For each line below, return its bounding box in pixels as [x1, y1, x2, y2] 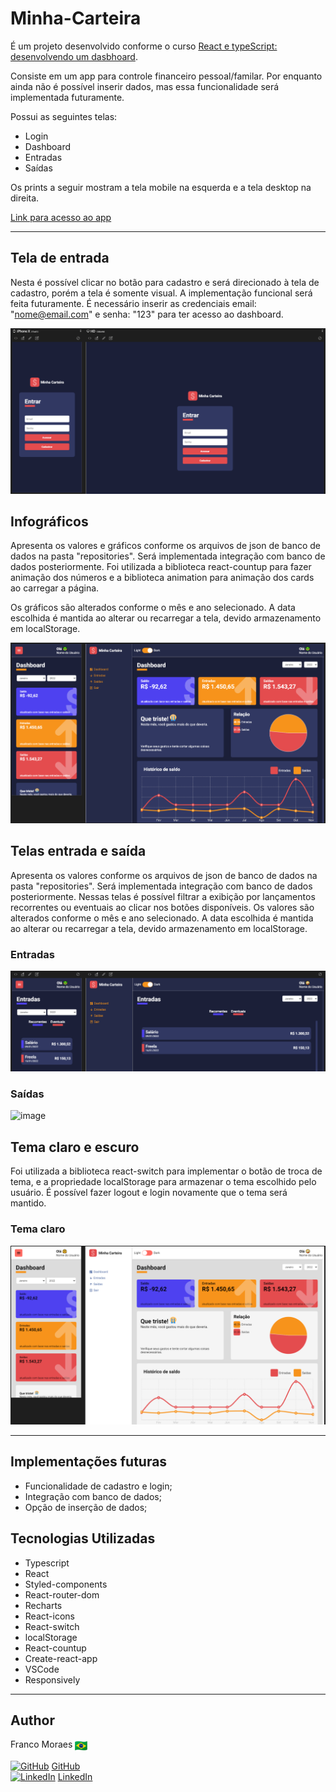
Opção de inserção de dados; [24, 1501, 148, 1513]
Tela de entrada [10, 250, 110, 267]
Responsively [24, 1673, 81, 1686]
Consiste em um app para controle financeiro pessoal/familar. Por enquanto [10, 70, 323, 82]
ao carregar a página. [10, 582, 100, 594]
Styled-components [24, 1578, 108, 1590]
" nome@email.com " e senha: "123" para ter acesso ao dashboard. [10, 308, 284, 320]
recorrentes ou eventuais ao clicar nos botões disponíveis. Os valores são [10, 901, 315, 913]
